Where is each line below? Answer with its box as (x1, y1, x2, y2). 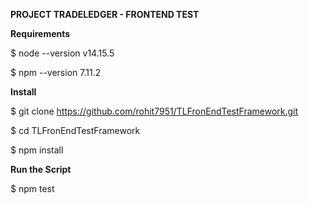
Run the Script (10, 164, 72, 175)
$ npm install (10, 144, 64, 156)
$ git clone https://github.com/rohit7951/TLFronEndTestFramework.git (10, 105, 299, 117)
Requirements (10, 28, 71, 39)
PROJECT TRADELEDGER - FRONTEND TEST (10, 9, 200, 20)
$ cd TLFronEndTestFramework (10, 125, 141, 136)
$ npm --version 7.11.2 (10, 67, 102, 78)
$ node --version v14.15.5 (10, 47, 115, 59)
